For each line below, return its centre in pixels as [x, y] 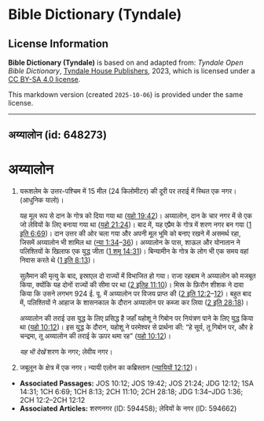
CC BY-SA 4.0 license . [44, 79]
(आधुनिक [31, 200]
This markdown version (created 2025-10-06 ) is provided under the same [126, 95]
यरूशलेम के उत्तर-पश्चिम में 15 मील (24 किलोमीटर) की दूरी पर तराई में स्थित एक [119, 192]
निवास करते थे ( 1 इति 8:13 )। [57, 260]
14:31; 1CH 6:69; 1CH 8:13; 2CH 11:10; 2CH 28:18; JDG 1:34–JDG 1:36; [131, 392]
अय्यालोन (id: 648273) [58, 135]
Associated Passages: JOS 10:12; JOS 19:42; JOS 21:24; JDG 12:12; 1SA [136, 383]
